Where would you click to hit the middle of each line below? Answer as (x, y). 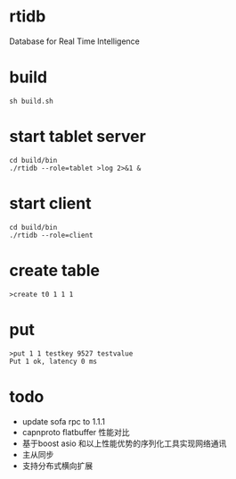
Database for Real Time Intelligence (74, 41)
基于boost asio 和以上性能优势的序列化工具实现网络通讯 (124, 443)
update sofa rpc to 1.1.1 (63, 421)
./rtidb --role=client (51, 235)
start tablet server (78, 137)
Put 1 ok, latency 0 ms (53, 361)
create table (55, 270)
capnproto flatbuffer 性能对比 (76, 432)
